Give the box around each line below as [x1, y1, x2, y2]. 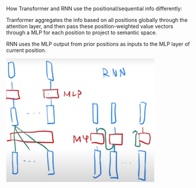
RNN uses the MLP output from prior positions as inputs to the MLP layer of [6, 41, 190, 47]
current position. [6, 47, 47, 54]
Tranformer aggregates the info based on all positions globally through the [6, 17, 188, 23]
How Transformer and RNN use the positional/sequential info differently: [6, 5, 182, 12]
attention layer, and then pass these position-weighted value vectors [6, 23, 173, 30]
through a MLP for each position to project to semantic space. [6, 29, 158, 36]
